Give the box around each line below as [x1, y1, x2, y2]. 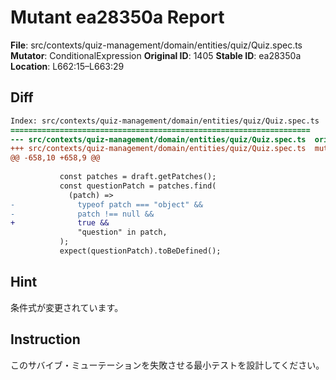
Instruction [10, 331, 81, 348]
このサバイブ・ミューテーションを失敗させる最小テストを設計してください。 [10, 359, 325, 371]
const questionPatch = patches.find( [59, 181, 217, 191]
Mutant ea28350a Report [10, 6, 225, 29]
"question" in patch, [77, 227, 168, 238]
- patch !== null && [10, 209, 155, 219]
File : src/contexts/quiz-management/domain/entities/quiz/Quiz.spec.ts [10, 39, 303, 51]
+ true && [10, 218, 110, 228]
